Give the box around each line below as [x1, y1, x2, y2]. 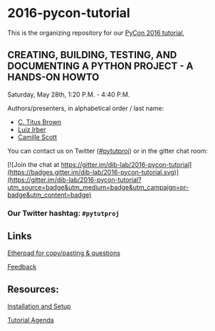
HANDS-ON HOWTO [7, 71, 100, 83]
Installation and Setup [7, 302, 71, 310]
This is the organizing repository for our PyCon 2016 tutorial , [7, 28, 185, 37]
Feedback [7, 263, 37, 271]
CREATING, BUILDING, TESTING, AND [7, 49, 177, 61]
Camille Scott [17, 133, 57, 141]
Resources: [7, 283, 59, 295]
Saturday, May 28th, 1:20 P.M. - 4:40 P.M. [7, 90, 130, 99]
